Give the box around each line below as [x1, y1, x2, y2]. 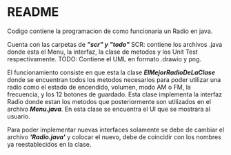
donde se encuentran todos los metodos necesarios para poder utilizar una [7, 75, 221, 83]
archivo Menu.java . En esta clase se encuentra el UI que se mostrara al [7, 105, 211, 113]
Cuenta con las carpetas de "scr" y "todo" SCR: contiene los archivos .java [7, 40, 223, 48]
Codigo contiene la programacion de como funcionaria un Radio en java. [7, 27, 213, 35]
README [7, 4, 59, 20]
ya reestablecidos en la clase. [7, 140, 92, 148]
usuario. [7, 112, 31, 121]
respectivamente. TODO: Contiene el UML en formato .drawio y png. [7, 54, 202, 63]
